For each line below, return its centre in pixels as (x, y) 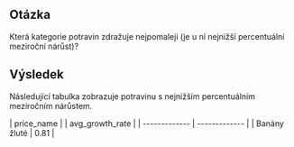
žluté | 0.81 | (32, 133)
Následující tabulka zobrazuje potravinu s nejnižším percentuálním (132, 96)
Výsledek (37, 74)
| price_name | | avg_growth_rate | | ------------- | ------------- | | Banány (147, 123)
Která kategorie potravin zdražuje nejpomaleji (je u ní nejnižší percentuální (147, 36)
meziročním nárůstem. (51, 106)
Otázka (30, 15)
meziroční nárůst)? (44, 46)
